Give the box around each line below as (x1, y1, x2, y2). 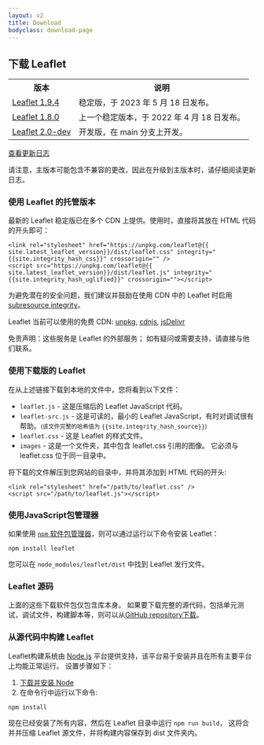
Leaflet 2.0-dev (12, 127, 71, 138)
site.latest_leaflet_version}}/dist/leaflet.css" (8, 249, 174, 256)
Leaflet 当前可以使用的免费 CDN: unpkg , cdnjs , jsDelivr (8, 317, 185, 326)
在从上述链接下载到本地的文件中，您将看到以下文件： (8, 385, 181, 394)
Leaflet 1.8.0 (12, 112, 60, 123)
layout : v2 (8, 11, 44, 20)
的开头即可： (8, 226, 49, 235)
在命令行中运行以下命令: (19, 688, 98, 697)
